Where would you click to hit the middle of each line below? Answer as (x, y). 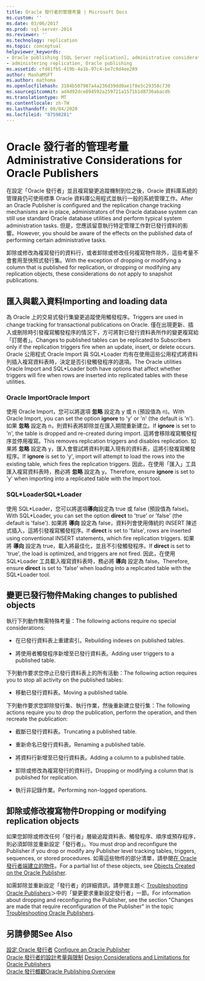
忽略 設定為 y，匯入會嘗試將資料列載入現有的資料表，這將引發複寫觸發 (107, 449)
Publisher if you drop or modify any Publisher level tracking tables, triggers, (101, 851)
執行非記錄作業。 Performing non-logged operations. (81, 790)
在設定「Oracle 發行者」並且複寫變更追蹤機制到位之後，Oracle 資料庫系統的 (102, 191)
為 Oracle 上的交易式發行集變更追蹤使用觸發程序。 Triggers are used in (95, 317)
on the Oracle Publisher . (37, 873)
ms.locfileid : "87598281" (39, 115)
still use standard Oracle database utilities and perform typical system (94, 219)
